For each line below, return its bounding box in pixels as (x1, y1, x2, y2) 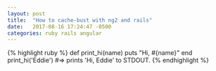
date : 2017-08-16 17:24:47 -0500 (7, 23, 112, 30)
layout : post (7, 10, 46, 17)
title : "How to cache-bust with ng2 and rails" (7, 17, 153, 24)
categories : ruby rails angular (7, 29, 102, 37)
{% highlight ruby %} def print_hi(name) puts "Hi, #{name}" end (7, 49, 193, 57)
